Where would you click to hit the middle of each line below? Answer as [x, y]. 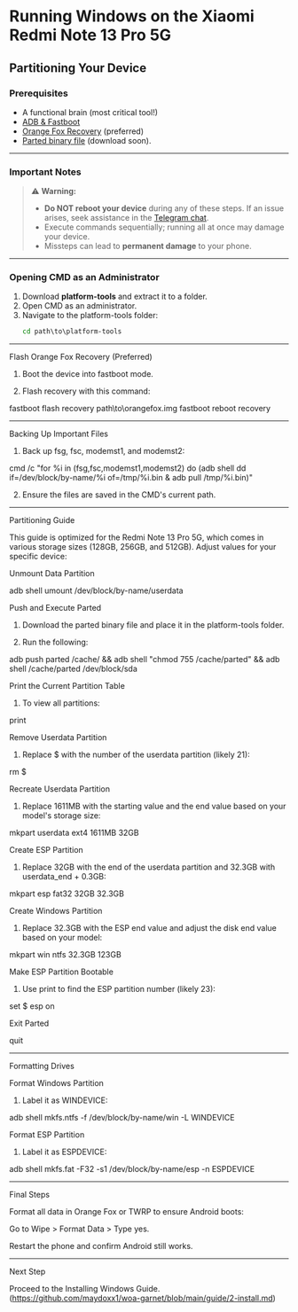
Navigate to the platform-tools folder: [90, 316]
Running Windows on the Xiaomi [132, 16]
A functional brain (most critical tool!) [90, 112]
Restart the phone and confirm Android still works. [101, 1246]
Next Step [27, 1272]
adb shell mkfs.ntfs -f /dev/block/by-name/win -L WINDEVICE [122, 1118]
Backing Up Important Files [59, 434]
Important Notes [45, 172]
